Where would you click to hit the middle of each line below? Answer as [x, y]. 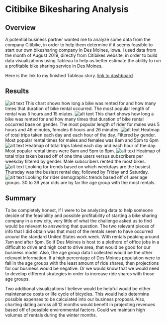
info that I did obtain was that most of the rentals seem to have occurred [79, 231]
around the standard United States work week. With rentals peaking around [82, 236]
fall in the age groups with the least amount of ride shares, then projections [82, 263]
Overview [21, 28]
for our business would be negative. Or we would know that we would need [83, 268]
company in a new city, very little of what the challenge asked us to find [79, 220]
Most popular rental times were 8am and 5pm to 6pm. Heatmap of [83, 151]
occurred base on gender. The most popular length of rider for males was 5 [83, 124]
